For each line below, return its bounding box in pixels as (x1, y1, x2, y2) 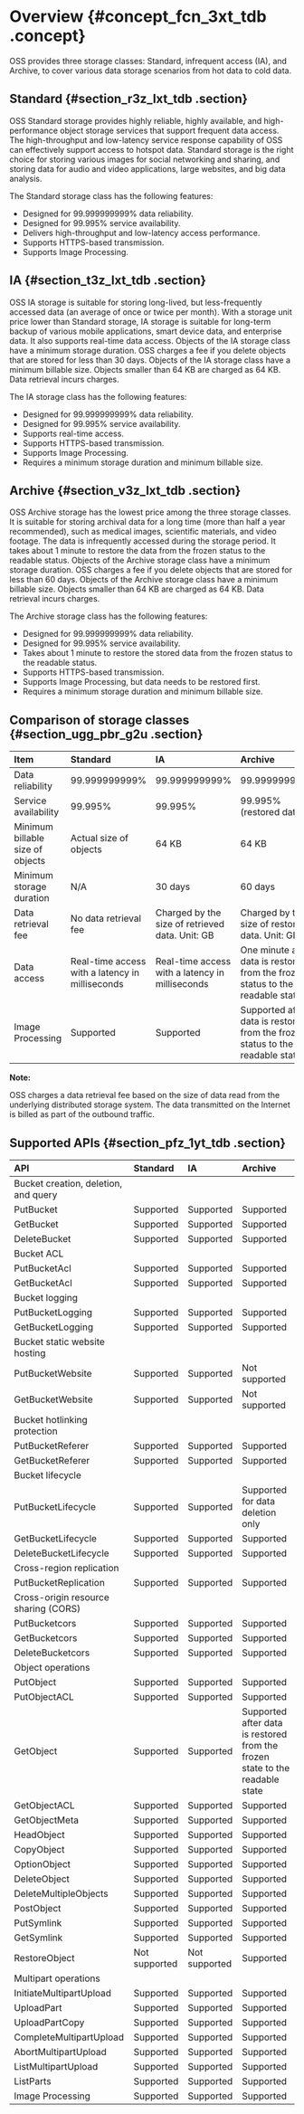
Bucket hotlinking (14, 1414, 88, 1426)
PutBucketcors (14, 1617, 77, 1629)
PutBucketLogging (14, 1306, 93, 1318)
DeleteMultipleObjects (14, 1888, 109, 1900)
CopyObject (14, 1844, 65, 1855)
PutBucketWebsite (14, 1368, 92, 1379)
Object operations (14, 1662, 90, 1673)
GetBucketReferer (14, 1455, 90, 1466)
